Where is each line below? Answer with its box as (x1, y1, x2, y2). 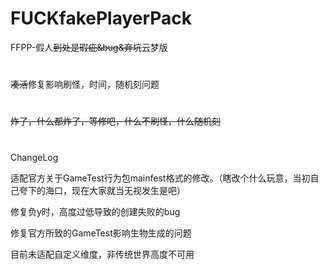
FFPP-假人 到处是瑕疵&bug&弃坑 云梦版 (10, 41, 168, 53)
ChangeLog (10, 151, 59, 163)
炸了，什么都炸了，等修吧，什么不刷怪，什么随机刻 (10, 115, 221, 127)
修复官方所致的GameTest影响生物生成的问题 (10, 227, 192, 239)
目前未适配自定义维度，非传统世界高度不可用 (10, 248, 195, 260)
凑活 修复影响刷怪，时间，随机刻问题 (10, 78, 160, 91)
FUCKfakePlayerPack (10, 7, 193, 30)
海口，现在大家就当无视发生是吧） (44, 184, 186, 196)
